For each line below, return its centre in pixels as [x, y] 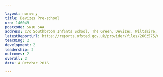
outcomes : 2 [17, 54]
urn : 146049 [17, 23]
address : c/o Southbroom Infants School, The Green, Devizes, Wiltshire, [81, 32]
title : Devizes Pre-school [32, 18]
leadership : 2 [19, 49]
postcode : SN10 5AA [25, 27]
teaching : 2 [17, 41]
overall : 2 [16, 58]
